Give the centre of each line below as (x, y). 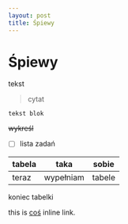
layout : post (30, 15)
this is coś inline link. (42, 212)
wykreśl (21, 128)
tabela (24, 164)
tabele (104, 177)
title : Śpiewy (32, 23)
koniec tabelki (31, 197)
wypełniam (64, 177)
